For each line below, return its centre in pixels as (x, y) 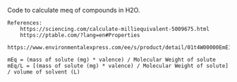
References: (25, 23)
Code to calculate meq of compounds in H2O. (74, 10)
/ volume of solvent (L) (44, 72)
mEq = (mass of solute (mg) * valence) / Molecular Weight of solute (112, 60)
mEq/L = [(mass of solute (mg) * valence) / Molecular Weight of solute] (118, 66)
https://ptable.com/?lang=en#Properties (80, 35)
